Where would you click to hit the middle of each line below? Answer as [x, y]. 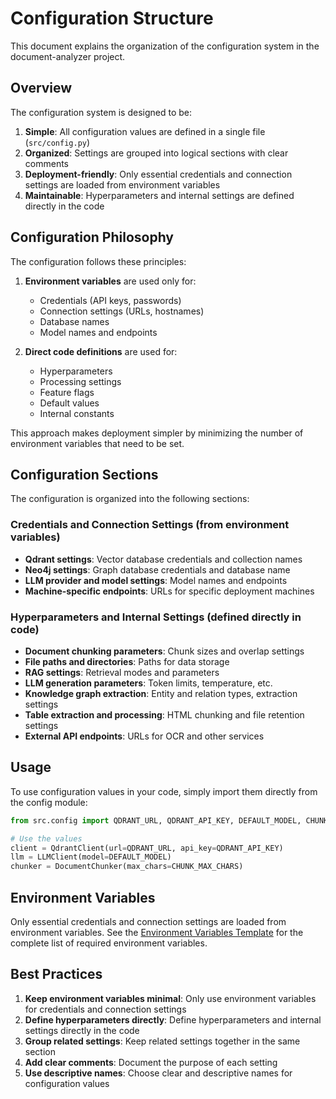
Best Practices [56, 974]
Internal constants [77, 413]
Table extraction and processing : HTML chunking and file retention [164, 714]
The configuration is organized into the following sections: [130, 499]
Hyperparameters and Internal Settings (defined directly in [156, 617]
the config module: [49, 802]
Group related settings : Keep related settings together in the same [162, 1041]
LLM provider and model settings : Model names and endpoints [156, 580]
